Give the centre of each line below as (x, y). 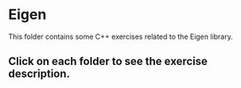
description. (39, 74)
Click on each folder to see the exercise (108, 61)
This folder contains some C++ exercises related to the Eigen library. (120, 36)
